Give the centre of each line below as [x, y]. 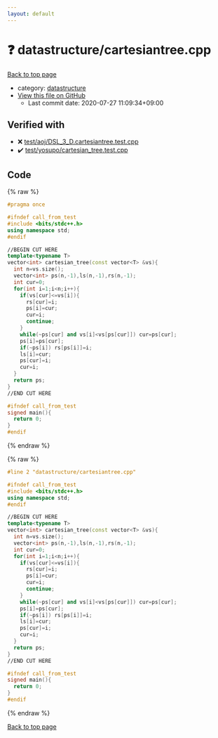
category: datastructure [52, 88]
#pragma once [26, 205]
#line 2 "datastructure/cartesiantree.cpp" [72, 472]
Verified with [36, 125]
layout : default [31, 14]
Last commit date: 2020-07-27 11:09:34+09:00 [96, 103]
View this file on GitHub [52, 95]
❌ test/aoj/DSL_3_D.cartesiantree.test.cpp [78, 142]
